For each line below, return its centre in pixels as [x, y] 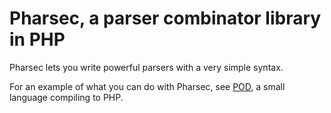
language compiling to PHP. [66, 97]
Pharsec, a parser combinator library [165, 18]
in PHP [37, 39]
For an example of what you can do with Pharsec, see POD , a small [147, 86]
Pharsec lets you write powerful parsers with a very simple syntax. [146, 67]
